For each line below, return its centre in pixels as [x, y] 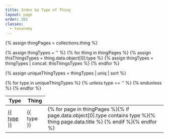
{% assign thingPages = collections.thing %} [52, 43]
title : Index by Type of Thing [38, 10]
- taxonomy [21, 29]
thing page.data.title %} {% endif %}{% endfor [102, 122]
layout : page [19, 15]
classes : [14, 24]
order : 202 [17, 19]
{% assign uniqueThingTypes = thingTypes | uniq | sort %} [66, 73]
